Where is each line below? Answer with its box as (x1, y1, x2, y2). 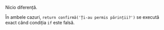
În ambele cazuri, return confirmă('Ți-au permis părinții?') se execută (5, 14, 159, 20)
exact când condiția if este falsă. (5, 20, 75, 25)
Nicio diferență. (5, 5, 37, 10)
